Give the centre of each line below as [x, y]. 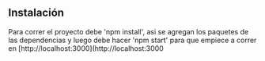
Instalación [36, 13]
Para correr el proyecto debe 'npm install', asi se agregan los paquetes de [129, 31]
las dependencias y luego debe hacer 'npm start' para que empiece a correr [132, 40]
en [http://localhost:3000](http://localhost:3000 [86, 48]
